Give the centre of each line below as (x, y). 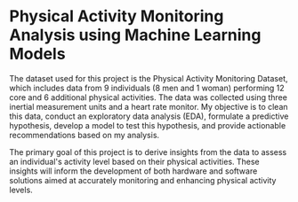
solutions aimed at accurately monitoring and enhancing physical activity (143, 180)
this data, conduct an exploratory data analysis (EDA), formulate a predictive (149, 116)
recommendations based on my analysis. (85, 135)
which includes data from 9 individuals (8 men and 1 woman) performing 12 (147, 88)
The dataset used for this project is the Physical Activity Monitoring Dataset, (149, 78)
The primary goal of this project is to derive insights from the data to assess (148, 151)
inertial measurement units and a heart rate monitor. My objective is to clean (149, 106)
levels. (21, 190)
